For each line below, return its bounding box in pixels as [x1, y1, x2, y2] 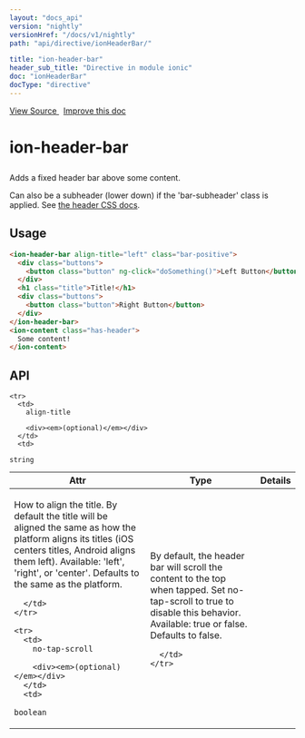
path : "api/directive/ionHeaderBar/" [9, 38, 152, 48]
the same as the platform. [14, 578, 123, 591]
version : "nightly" [9, 22, 84, 31]
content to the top [149, 572, 227, 585]
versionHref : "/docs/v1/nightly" [9, 30, 136, 39]
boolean [14, 707, 47, 718]
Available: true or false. [149, 617, 248, 630]
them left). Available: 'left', [14, 556, 125, 568]
